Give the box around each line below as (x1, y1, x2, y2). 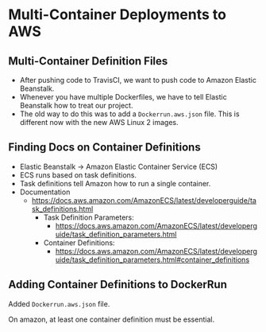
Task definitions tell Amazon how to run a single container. (19, 178, 211, 188)
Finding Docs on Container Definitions (8, 141, 201, 154)
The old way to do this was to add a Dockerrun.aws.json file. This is (19, 109, 240, 119)
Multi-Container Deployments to (8, 6, 226, 24)
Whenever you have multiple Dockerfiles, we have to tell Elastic (19, 92, 228, 101)
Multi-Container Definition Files (8, 54, 168, 68)
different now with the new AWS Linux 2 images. (19, 118, 179, 127)
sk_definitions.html (31, 204, 94, 213)
